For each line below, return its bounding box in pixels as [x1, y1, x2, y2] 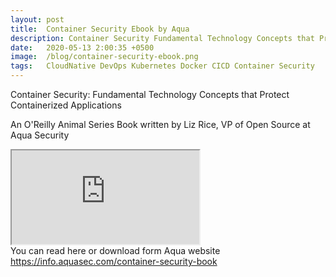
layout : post [10, 14, 65, 25]
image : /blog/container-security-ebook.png [10, 52, 199, 62]
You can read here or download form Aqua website [10, 245, 221, 256]
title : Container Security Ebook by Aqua [10, 24, 190, 34]
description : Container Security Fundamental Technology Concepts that [10, 33, 315, 43]
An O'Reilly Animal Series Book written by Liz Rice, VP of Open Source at [10, 119, 311, 130]
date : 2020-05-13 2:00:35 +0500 [10, 42, 155, 53]
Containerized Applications [10, 99, 122, 111]
